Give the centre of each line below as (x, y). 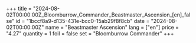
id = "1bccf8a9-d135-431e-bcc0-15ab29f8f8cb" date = (83, 21)
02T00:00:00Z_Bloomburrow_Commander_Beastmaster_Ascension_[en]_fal (98, 15)
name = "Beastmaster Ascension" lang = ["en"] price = (112, 27)
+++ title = (19, 9)
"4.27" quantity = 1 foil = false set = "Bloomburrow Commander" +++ (90, 34)
